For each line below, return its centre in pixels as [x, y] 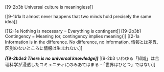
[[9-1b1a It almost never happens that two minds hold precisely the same [78, 16]
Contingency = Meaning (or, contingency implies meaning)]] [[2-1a [72, 36]
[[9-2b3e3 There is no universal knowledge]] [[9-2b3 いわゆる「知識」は [80, 58]
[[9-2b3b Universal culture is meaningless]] [49, 7]
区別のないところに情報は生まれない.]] [44, 48]
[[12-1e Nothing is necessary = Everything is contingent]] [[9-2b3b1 [73, 31]
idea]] [11, 22]
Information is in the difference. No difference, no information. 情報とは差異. [82, 42]
